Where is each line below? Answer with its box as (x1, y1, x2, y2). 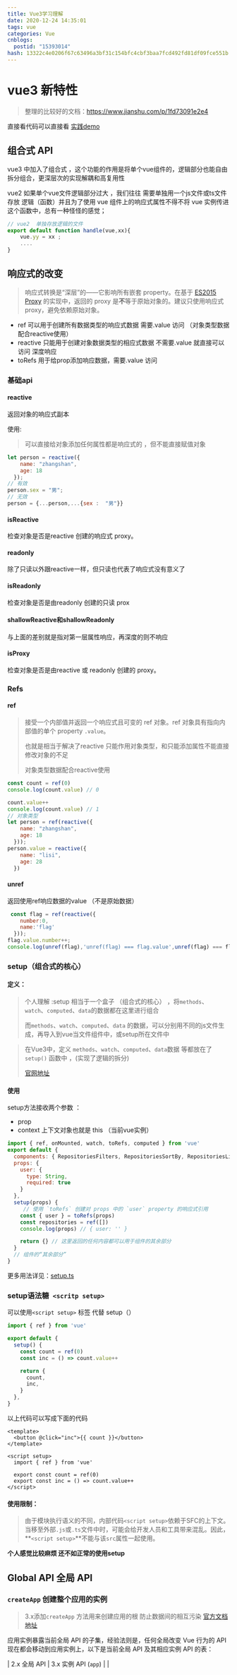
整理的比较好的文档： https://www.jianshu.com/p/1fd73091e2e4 (24, 107, 209, 115)
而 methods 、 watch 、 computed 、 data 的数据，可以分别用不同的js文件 (24, 1021, 219, 1030)
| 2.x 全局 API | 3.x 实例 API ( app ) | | (7, 1659, 109, 1668)
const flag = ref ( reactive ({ (10, 910, 97, 918)
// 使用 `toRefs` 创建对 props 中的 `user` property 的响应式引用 (23, 1205, 209, 1212)
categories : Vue (7, 30, 55, 37)
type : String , (25, 1173, 68, 1180)
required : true (25, 1179, 71, 1186)
